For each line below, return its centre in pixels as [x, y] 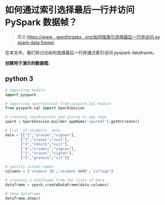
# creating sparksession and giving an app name [56, 117]
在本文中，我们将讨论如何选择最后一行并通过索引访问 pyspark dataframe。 [81, 53]
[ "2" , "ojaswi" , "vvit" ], [45, 140]
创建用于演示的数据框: [28, 63]
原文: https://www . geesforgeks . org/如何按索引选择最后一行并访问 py [89, 37]
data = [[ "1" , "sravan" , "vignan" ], [41, 135]
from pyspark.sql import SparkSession [45, 108]
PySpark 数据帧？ [41, 22]
